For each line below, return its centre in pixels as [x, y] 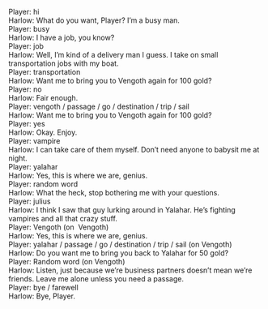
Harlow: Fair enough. [43, 98]
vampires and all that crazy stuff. [63, 219]
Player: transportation [45, 72]
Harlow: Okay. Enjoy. [43, 132]
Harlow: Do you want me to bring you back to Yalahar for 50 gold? [119, 253]
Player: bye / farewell [43, 288]
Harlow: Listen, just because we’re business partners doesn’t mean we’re [130, 270]
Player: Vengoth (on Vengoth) [59, 227]
